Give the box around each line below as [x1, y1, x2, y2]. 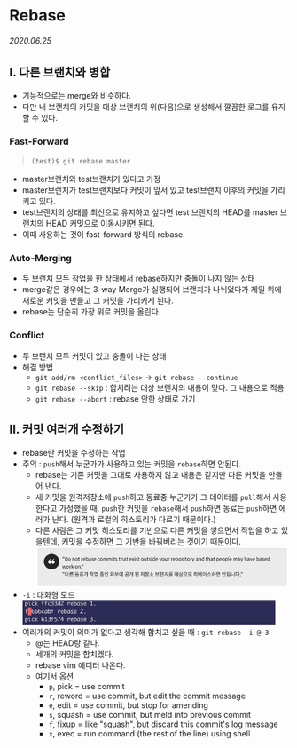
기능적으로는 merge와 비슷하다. [21, 90, 131, 100]
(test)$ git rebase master [30, 157, 131, 166]
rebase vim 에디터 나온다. [35, 660, 126, 671]
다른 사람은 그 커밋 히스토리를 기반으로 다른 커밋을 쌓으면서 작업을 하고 [35, 525, 279, 536]
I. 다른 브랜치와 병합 [9, 65, 111, 80]
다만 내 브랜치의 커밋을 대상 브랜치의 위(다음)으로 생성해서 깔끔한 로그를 [21, 101, 270, 112]
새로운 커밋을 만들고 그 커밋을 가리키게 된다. [21, 295, 175, 306]
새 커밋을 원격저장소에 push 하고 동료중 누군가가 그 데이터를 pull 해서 [35, 491, 271, 502]
